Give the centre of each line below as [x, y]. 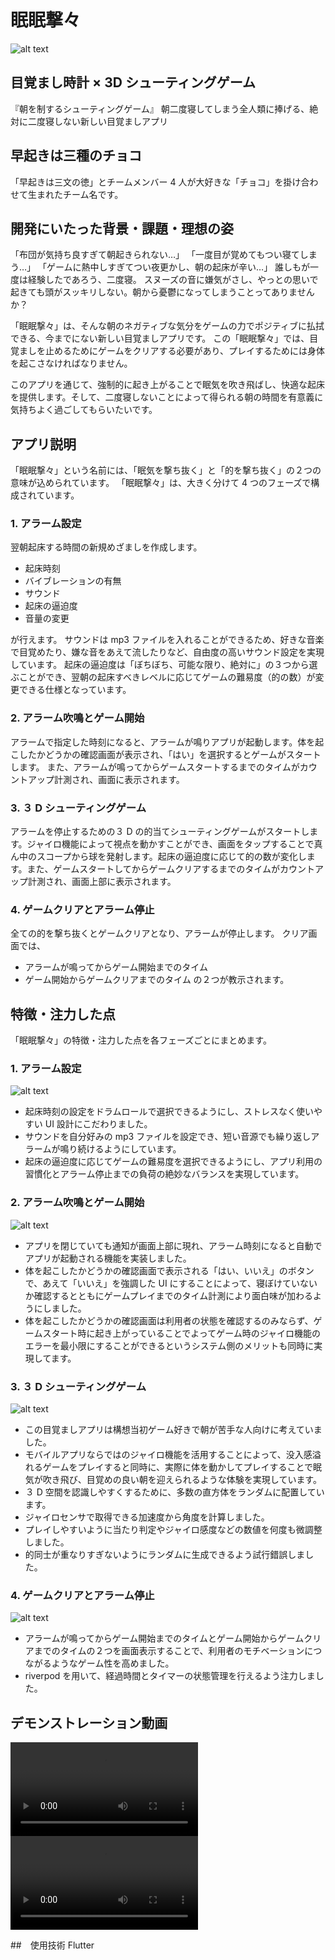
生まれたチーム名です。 [75, 194]
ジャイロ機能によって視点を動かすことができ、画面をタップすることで [170, 844]
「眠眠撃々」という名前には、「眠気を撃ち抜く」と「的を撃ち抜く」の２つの [166, 470]
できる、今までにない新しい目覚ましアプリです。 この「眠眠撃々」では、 [160, 338]
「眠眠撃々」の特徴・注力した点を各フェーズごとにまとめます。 [141, 1040]
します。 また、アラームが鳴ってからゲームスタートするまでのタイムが [155, 767]
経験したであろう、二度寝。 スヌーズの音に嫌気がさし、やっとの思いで [173, 280]
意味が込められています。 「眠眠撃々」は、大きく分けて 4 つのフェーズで [161, 483]
